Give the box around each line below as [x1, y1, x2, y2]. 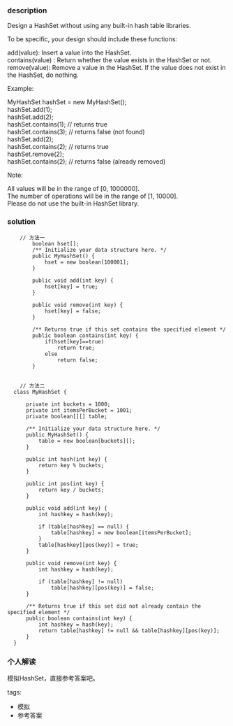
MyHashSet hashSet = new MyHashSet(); [7, 98, 127, 106]
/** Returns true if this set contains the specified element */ [32, 326, 227, 333]
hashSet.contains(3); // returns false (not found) [7, 128, 145, 136]
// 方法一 [20, 234, 45, 241]
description [7, 6, 47, 15]
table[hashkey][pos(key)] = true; [38, 541, 139, 548]
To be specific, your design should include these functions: [7, 35, 178, 43]
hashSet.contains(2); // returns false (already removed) [7, 157, 166, 166]
